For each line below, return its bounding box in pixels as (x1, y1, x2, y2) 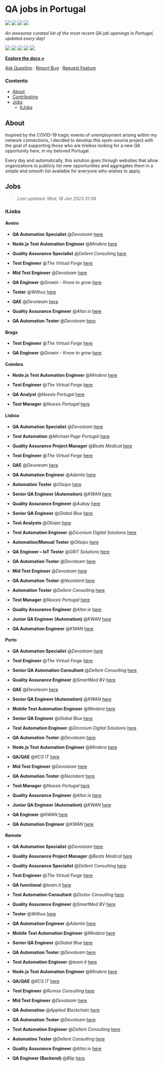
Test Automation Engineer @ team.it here (12, 959, 97, 965)
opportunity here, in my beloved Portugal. (5, 148, 90, 154)
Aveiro (5, 220, 19, 226)
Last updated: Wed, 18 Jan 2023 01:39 (17, 195, 96, 202)
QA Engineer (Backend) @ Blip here (12, 1055, 85, 1061)
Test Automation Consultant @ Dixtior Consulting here (12, 892, 124, 897)
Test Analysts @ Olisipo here (12, 520, 72, 526)
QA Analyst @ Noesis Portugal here (12, 391, 85, 398)
